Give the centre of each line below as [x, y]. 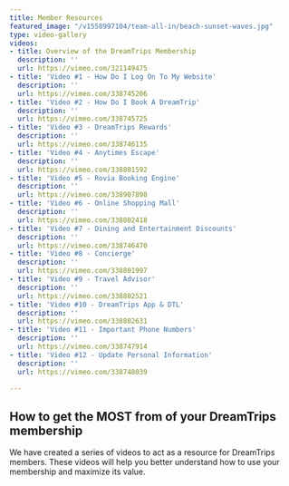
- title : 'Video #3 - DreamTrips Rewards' [91, 128]
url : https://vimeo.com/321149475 [82, 69]
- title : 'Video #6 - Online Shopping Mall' [95, 204]
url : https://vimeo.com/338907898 [82, 195]
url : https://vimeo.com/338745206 [82, 93]
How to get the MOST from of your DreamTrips [143, 417]
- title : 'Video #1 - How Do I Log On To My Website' [113, 77]
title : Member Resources [56, 18]
